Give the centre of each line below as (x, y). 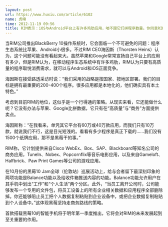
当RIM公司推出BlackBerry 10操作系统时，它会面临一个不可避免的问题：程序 (82, 43)
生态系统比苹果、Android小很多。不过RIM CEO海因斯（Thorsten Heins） (80, 49)
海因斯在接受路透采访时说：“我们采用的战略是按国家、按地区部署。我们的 (81, 79)
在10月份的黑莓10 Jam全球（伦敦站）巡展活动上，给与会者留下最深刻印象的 (83, 171)
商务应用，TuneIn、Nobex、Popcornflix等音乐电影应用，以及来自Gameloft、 (84, 154)
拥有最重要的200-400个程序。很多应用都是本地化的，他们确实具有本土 (87, 85)
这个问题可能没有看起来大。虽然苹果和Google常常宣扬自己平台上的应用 (87, 56)
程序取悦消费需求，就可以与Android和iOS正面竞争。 (67, 68)
